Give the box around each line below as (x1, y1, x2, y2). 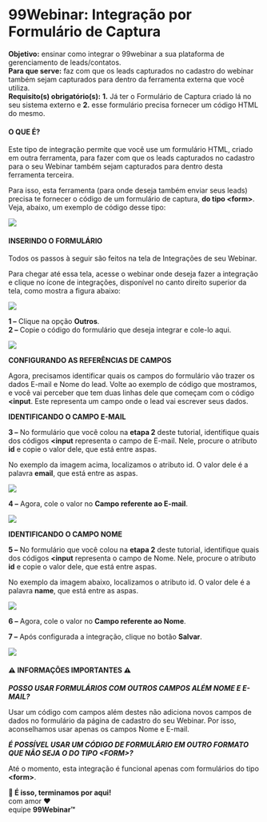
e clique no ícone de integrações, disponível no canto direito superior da (8, 277, 247, 287)
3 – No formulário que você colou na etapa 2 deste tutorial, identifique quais (8, 428, 260, 437)
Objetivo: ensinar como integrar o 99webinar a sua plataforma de (8, 49, 225, 58)
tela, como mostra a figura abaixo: (8, 286, 122, 296)
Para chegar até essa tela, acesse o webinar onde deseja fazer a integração (8, 269, 258, 279)
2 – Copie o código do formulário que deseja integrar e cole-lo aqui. (8, 325, 232, 335)
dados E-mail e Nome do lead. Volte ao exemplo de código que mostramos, (8, 380, 257, 389)
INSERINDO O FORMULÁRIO (8, 236, 103, 245)
